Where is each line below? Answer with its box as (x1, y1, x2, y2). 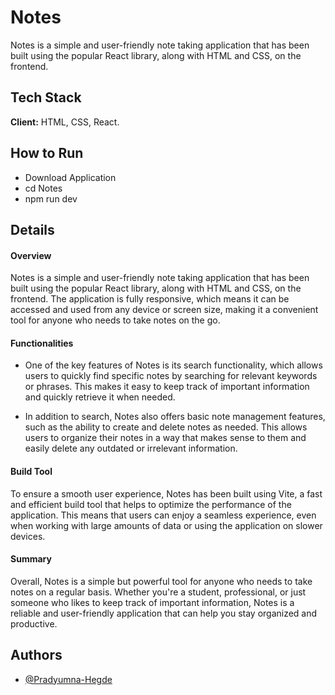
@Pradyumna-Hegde (24, 673, 113, 685)
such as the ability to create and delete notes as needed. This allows (24, 421, 308, 433)
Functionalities (10, 337, 74, 349)
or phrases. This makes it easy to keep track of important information (24, 381, 310, 393)
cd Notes (24, 182, 63, 194)
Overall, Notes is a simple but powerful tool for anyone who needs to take (10, 575, 313, 587)
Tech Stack (10, 89, 82, 106)
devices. (10, 530, 46, 542)
